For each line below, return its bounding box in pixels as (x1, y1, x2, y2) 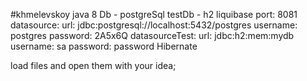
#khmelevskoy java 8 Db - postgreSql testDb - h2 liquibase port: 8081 (10, 9, 298, 20)
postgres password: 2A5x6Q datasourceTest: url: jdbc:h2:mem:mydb (10, 30, 295, 41)
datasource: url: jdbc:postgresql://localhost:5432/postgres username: (10, 19, 298, 31)
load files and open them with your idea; (10, 60, 177, 71)
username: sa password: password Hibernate (10, 40, 198, 52)
